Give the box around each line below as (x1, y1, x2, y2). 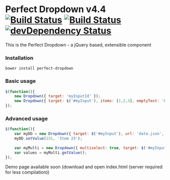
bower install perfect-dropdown (5, 66, 73, 71)
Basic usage (5, 77, 36, 84)
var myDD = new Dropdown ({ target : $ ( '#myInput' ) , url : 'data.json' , (14, 131, 164, 137)
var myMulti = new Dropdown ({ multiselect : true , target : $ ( (14, 145, 146, 150)
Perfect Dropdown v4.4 (5, 4, 106, 15)
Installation (5, 54, 34, 61)
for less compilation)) (5, 169, 50, 175)
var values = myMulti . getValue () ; (14, 150, 87, 155)
